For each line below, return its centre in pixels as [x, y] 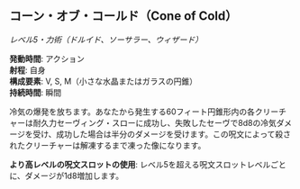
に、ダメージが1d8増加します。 [67, 175]
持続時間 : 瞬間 [35, 92]
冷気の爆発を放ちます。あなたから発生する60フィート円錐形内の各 [132, 112]
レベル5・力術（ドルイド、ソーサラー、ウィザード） [106, 40]
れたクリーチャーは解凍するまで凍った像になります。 [108, 145]
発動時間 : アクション [47, 58]
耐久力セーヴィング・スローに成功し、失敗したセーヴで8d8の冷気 [155, 122]
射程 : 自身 [27, 69]
